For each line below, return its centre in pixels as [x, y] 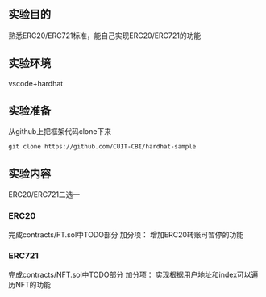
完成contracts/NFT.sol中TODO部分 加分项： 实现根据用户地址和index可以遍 [133, 274]
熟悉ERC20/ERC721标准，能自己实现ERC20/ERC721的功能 [105, 36]
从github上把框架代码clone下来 [60, 132]
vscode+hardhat [36, 83]
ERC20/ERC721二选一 [44, 195]
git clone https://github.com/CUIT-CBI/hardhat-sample [102, 147]
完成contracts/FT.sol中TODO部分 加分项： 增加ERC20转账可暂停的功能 [126, 234]
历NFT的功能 [29, 284]
